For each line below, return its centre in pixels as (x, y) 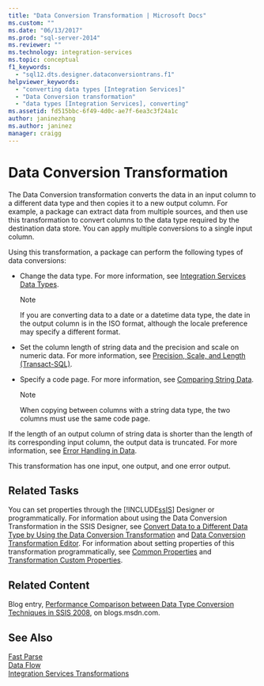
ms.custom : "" (32, 23)
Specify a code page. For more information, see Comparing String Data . (137, 379)
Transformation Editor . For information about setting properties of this (121, 543)
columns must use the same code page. (85, 418)
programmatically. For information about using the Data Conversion (118, 518)
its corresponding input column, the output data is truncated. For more (123, 442)
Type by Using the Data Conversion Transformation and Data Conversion (127, 535)
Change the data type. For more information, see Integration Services (133, 276)
